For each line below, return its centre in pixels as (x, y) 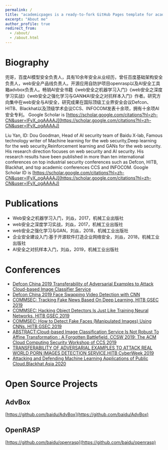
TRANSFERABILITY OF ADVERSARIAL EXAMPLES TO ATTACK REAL (82, 348)
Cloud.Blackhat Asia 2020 (39, 363)
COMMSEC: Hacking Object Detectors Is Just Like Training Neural (80, 310)
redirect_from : (21, 29)
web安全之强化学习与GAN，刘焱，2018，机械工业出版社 (70, 231)
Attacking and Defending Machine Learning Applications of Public (80, 358)
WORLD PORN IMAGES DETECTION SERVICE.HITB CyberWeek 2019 (83, 353)
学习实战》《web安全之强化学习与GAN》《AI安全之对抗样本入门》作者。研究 (81, 96)
